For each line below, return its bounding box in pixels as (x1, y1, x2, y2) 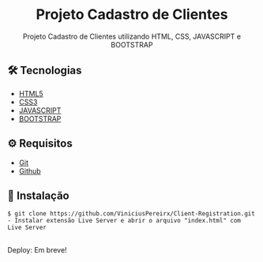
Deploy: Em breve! (7, 245, 68, 254)
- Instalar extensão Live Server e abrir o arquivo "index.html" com (7, 217, 242, 225)
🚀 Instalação (7, 189, 70, 202)
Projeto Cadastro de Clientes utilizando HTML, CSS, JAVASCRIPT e (22, 32, 242, 41)
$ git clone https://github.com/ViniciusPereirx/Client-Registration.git (7, 210, 256, 218)
